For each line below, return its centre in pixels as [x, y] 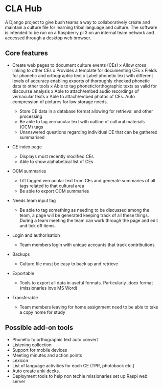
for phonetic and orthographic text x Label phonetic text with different [82, 75]
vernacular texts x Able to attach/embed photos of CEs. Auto [73, 96]
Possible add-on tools [39, 328]
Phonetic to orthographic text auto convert [55, 339]
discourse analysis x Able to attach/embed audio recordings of [75, 91]
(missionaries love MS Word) [48, 288]
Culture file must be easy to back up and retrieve [69, 264]
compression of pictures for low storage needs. [60, 102]
